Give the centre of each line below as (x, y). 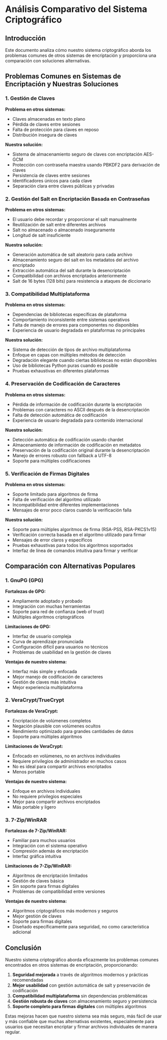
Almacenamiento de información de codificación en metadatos (77, 445)
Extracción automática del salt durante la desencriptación (71, 270)
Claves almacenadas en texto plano (49, 119)
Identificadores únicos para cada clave (52, 180)
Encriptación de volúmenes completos (51, 720)
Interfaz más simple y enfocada (44, 671)
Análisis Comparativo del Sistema (76, 9)
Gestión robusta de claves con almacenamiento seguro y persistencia (84, 1001)
